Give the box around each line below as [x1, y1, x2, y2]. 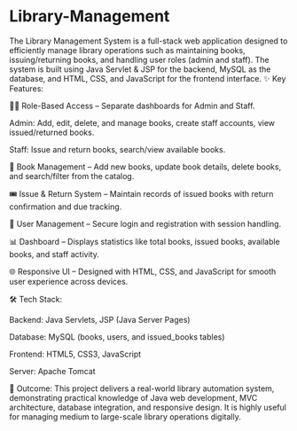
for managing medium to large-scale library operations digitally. [9, 411, 241, 422]
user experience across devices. [9, 276, 129, 286]
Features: [9, 82, 44, 94]
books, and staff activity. [9, 248, 99, 259]
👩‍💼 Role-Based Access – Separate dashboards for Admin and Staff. [9, 100, 255, 111]
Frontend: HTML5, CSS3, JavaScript [9, 349, 142, 359]
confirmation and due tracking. [9, 201, 122, 212]
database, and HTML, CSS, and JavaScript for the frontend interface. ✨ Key [9, 73, 286, 83]
